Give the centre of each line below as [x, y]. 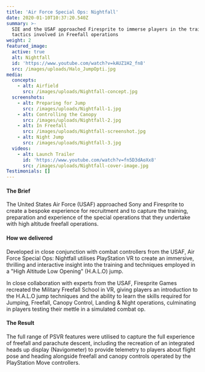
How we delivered [30, 238]
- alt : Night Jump [41, 137]
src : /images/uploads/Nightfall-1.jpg [72, 109]
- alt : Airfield [38, 86]
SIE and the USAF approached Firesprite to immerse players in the [99, 29]
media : [15, 75]
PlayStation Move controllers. [43, 362]
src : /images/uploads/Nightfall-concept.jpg [80, 92]
